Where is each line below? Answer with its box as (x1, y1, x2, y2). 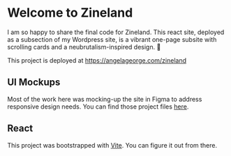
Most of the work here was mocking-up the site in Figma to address (7, 95, 202, 103)
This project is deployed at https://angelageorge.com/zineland (7, 56, 187, 64)
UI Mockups (7, 77, 61, 88)
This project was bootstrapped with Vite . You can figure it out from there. (7, 141, 218, 149)
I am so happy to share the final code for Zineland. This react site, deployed (7, 28, 225, 36)
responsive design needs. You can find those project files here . (7, 102, 189, 111)
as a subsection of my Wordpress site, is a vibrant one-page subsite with (7, 35, 217, 43)
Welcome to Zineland (7, 5, 133, 21)
